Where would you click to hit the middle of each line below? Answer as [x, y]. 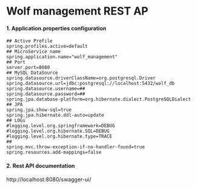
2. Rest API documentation [41, 165]
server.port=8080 [28, 68]
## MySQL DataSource [32, 73]
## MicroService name [34, 52]
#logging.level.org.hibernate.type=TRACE [59, 137]
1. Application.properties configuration [56, 28]
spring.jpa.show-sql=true [39, 110]
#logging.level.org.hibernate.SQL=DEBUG [58, 131]
